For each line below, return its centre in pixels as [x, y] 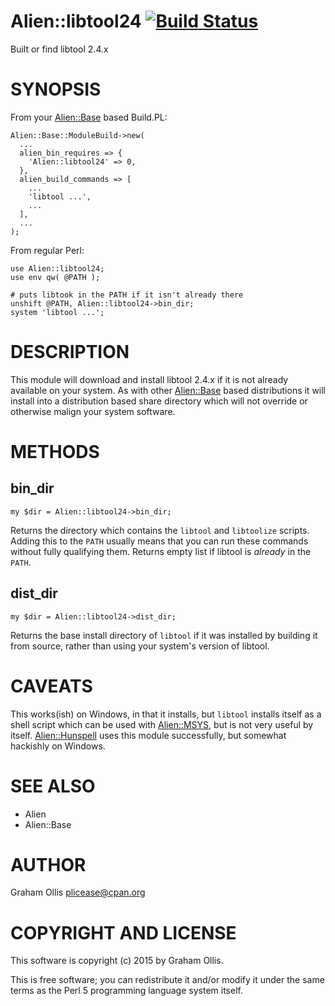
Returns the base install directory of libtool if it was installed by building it [164, 635]
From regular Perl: [47, 250]
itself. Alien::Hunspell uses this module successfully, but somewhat [148, 735]
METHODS [55, 452]
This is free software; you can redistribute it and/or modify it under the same [167, 980]
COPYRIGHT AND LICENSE [123, 932]
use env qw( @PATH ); [55, 277]
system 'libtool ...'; [57, 312]
